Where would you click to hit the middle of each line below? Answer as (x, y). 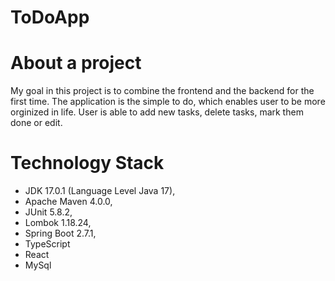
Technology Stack (87, 163)
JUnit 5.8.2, (48, 212)
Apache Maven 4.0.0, (68, 202)
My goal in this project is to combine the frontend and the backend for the (162, 91)
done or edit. (36, 123)
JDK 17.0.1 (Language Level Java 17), (100, 191)
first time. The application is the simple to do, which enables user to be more (168, 102)
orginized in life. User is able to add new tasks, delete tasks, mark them (157, 112)
